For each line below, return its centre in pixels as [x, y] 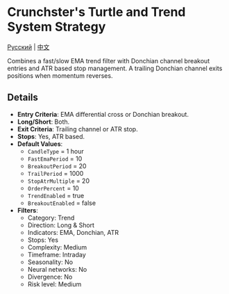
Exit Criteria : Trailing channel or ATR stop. [77, 129]
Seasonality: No [50, 262]
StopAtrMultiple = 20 [59, 181]
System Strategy [57, 27]
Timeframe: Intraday [57, 254]
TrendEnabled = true [56, 195]
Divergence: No [50, 277]
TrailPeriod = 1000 [56, 173]
